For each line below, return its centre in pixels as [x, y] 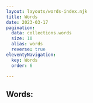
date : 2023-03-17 [27, 22]
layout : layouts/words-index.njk [47, 11]
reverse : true [28, 49]
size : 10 [22, 38]
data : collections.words [42, 33]
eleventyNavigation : [31, 55]
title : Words [22, 17]
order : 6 [22, 65]
